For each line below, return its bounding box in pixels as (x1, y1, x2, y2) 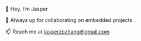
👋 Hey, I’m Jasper (5, 6, 48, 12)
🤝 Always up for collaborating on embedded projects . (5, 17, 136, 23)
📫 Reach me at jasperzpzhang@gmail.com (5, 28, 110, 35)
